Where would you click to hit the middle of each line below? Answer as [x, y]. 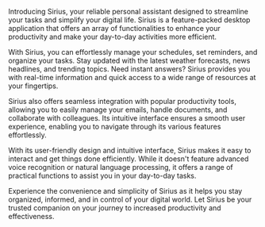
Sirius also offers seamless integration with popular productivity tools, [122, 101]
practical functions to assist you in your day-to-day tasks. [102, 175]
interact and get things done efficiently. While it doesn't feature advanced [129, 159]
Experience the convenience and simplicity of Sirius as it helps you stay [125, 191]
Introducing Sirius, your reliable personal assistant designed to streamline [128, 12]
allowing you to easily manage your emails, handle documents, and [118, 110]
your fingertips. [33, 86]
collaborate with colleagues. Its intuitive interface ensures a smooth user [127, 118]
